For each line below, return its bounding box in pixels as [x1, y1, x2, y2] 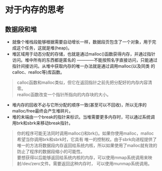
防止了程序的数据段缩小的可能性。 [16, 149, 85, 154]
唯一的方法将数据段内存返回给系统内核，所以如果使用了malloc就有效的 [16, 142, 158, 148]
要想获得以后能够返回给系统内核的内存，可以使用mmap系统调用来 [16, 155, 148, 160]
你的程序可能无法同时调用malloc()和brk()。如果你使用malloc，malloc [16, 130, 154, 136]
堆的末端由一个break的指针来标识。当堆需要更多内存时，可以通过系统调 [12, 114, 155, 120]
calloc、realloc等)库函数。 [12, 69, 65, 75]
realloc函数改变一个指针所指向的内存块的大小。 [16, 92, 111, 97]
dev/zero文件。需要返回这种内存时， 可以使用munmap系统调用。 [22, 161, 152, 166]
